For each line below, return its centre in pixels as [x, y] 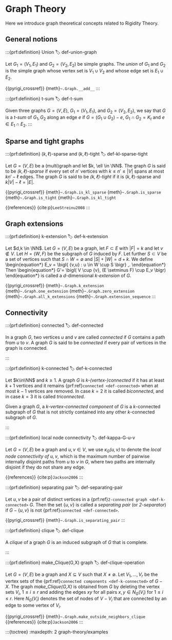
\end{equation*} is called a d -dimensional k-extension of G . [68, 276]
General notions [32, 39]
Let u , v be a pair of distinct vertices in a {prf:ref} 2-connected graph [76, 499]
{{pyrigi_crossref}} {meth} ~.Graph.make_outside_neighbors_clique [75, 616]
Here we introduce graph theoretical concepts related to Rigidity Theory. [82, 23]
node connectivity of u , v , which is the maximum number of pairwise [78, 456]
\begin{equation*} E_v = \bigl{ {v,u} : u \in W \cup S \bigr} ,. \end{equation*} [85, 265]
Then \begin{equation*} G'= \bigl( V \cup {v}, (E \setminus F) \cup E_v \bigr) [85, 270]
